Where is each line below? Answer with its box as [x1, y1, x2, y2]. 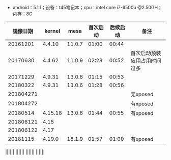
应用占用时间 [130, 57, 161, 64]
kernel [44, 27, 61, 34]
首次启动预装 [130, 50, 161, 57]
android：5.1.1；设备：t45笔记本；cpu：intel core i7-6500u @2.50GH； [12, 5, 163, 10]
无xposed [130, 91, 154, 98]
